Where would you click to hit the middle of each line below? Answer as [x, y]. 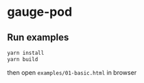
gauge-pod [40, 12]
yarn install [26, 53]
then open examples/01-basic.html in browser [72, 72]
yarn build [23, 59]
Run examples [38, 37]
